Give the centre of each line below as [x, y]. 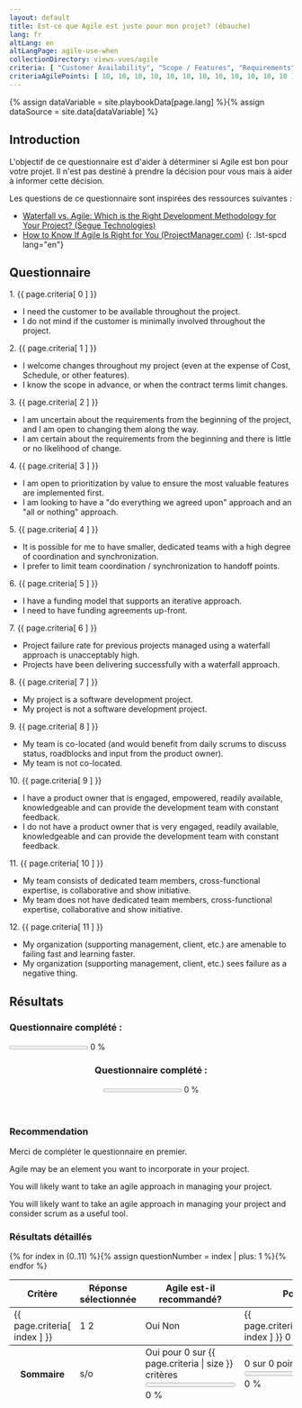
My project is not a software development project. [115, 709]
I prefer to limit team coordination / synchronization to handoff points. [151, 566]
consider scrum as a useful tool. [69, 1213]
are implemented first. [63, 493]
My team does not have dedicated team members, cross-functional [147, 900]
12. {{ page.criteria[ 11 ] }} [56, 927]
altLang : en [31, 43]
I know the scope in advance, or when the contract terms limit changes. [155, 385]
